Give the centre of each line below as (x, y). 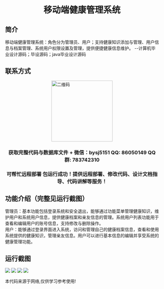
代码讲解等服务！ (87, 181)
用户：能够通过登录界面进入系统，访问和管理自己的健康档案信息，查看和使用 (82, 230)
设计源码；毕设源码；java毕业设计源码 (48, 54)
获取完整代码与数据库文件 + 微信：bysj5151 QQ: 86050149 (77, 153)
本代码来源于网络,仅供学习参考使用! (41, 281)
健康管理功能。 (20, 242)
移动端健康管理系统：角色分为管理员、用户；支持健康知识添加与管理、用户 (80, 42)
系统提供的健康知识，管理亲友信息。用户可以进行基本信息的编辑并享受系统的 (82, 236)
